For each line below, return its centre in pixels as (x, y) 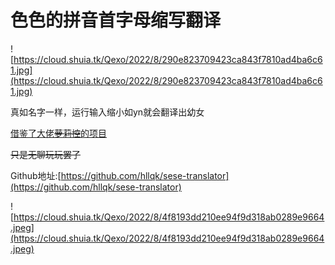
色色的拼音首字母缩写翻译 (116, 20)
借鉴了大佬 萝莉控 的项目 (58, 133)
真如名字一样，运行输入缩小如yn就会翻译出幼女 (107, 112)
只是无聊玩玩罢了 (45, 154)
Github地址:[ (36, 175)
